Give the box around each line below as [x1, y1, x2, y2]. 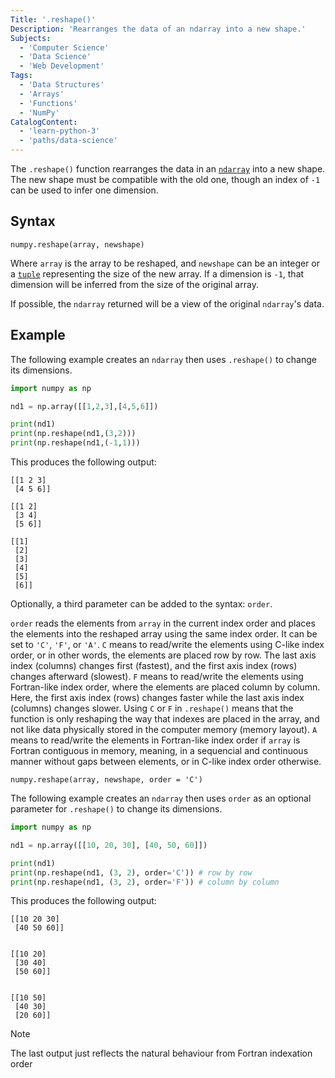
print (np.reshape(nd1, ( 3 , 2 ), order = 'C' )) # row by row [10, 867, 253, 878]
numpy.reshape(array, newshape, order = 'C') [10, 775, 203, 785]
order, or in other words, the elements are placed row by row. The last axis [10, 649, 317, 661]
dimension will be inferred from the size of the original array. [10, 278, 259, 290]
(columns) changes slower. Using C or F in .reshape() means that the [10, 702, 294, 714]
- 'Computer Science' [19, 42, 110, 53]
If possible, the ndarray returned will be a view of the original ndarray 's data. [10, 297, 325, 310]
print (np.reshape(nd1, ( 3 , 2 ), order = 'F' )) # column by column [10, 877, 280, 887]
